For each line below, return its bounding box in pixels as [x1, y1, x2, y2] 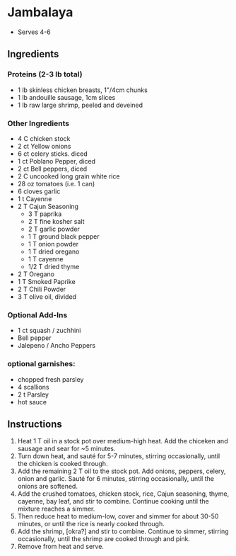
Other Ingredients [7, 118, 69, 128]
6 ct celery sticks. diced [17, 149, 88, 158]
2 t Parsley [17, 390, 49, 399]
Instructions [7, 418, 62, 430]
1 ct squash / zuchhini [17, 327, 81, 335]
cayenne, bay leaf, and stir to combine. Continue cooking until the [17, 497, 210, 506]
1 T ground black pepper [28, 232, 100, 241]
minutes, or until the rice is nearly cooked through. [17, 520, 165, 528]
